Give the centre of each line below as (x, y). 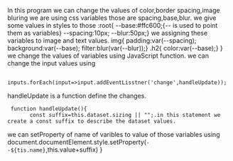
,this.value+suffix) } (74, 150)
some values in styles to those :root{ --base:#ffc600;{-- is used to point (113, 25)
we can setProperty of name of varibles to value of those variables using (114, 134)
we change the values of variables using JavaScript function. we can (108, 56)
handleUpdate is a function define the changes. (77, 96)
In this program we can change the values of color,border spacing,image (114, 10)
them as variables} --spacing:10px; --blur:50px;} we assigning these (108, 33)
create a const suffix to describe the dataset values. (92, 121)
